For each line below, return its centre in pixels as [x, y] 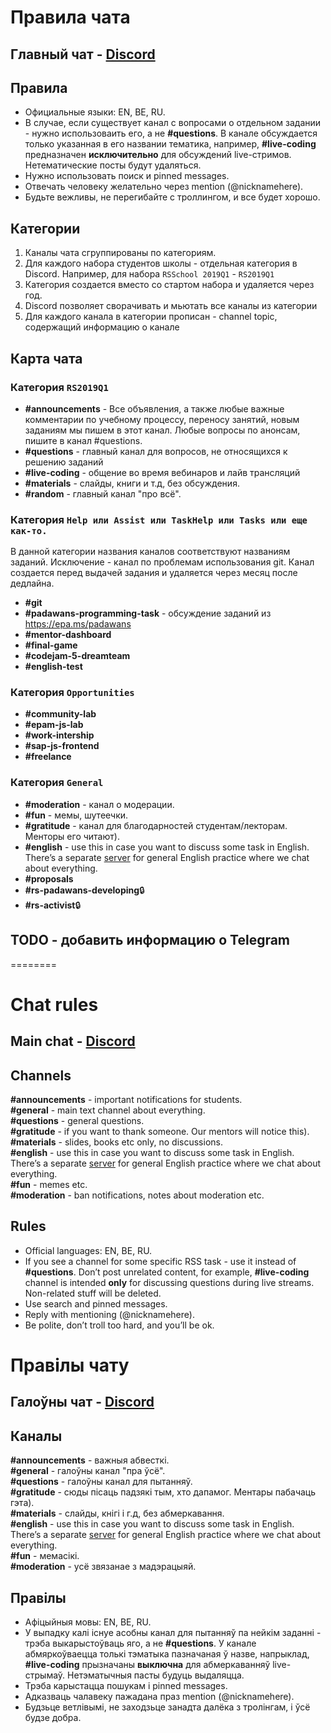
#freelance [48, 757]
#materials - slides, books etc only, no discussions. [116, 1142]
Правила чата [70, 17]
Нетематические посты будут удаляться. [113, 165]
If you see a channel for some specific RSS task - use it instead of [160, 1261]
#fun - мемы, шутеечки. [76, 815]
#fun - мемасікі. [45, 1556]
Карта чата [46, 358]
